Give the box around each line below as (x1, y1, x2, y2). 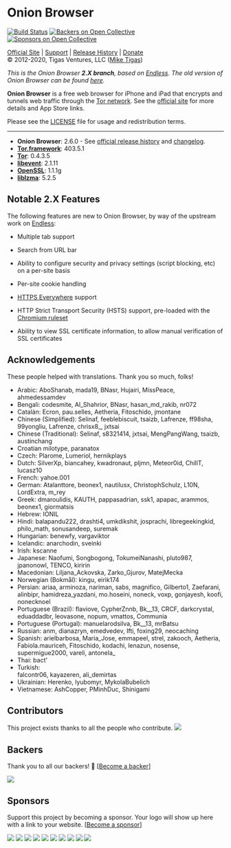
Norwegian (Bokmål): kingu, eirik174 (16, 575, 120, 583)
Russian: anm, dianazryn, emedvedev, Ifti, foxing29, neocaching (16, 627, 199, 635)
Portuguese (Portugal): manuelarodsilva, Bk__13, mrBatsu (16, 619, 179, 627)
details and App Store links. (7, 104, 85, 112)
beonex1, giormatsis (16, 502, 74, 511)
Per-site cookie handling (16, 280, 87, 288)
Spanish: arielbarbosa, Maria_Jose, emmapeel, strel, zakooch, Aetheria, (16, 634, 221, 642)
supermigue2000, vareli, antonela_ (16, 648, 115, 657)
